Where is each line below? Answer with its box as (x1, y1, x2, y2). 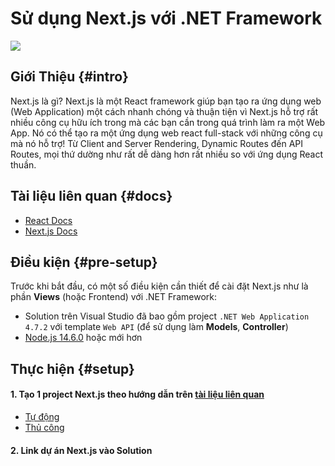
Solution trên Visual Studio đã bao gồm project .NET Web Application (24, 310, 310, 322)
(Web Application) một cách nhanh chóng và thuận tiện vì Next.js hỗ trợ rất (10, 105, 319, 117)
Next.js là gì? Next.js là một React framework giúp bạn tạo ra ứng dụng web (10, 95, 322, 107)
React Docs (24, 214, 73, 226)
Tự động (24, 410, 60, 422)
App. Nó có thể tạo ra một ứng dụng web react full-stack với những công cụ (10, 127, 323, 139)
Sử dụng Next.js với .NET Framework (10, 7, 323, 30)
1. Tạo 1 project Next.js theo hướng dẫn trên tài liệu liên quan (10, 388, 265, 401)
